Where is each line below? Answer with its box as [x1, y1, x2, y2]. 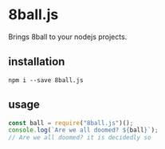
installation [8, 55, 65, 69]
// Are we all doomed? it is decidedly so [8, 134, 151, 142]
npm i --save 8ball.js [8, 76, 84, 84]
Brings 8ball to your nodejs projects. [8, 32, 128, 41]
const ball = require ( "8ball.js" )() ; [8, 119, 134, 127]
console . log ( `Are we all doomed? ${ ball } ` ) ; [8, 126, 159, 135]
